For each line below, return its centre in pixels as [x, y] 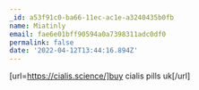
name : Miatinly [38, 26]
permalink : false [42, 42]
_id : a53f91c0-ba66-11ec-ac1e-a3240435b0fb [92, 17]
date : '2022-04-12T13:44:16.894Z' [74, 51]
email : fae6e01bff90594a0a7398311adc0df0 [88, 34]
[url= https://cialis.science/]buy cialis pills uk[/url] [100, 76]
